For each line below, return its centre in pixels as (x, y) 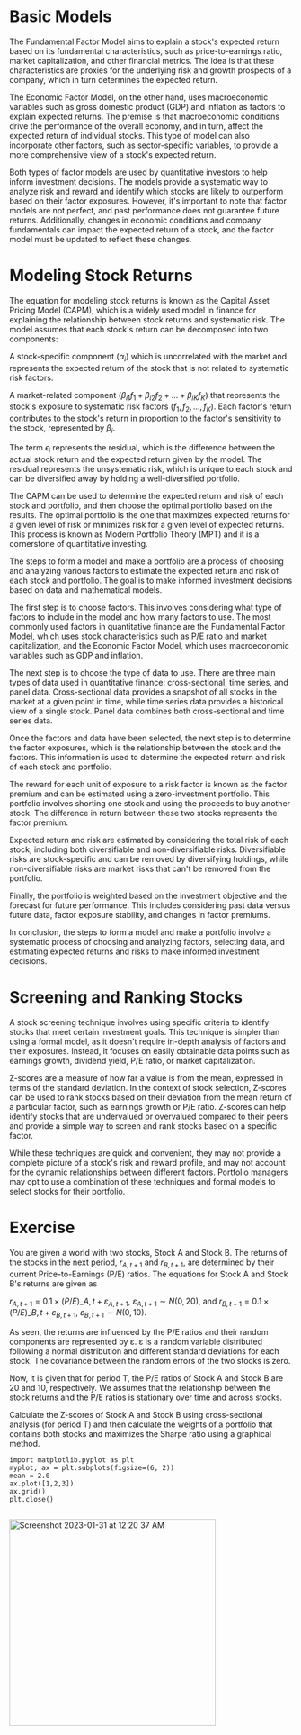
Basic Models (61, 17)
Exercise (42, 1227)
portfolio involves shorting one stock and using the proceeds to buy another (150, 803)
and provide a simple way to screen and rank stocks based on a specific (143, 1126)
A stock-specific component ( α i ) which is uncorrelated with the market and (148, 357)
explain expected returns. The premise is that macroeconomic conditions (145, 116)
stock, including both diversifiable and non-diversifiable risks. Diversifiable (147, 849)
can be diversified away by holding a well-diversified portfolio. (125, 478)
